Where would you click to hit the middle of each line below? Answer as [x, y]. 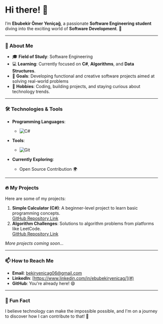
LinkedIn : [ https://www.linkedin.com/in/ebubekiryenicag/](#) [73, 278]
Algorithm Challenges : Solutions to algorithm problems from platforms [83, 223]
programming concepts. [36, 213]
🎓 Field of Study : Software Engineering [52, 57]
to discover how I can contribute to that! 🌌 [47, 316]
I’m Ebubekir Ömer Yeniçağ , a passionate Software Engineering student [78, 23]
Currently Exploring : [33, 159]
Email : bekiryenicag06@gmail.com [47, 273]
